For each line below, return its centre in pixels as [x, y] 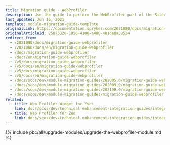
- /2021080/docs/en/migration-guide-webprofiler [62, 47]
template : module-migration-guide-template [52, 24]
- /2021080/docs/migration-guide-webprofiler [59, 43]
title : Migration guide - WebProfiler [46, 10]
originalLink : [20, 29]
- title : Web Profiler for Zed [43, 113]
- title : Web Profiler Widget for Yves [52, 104]
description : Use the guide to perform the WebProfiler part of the [79, 15]
